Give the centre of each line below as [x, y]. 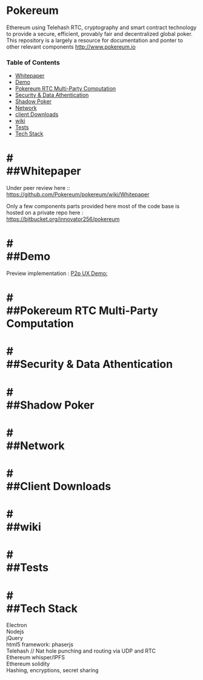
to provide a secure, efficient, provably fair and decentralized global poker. [99, 33]
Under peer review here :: [38, 188]
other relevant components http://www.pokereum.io [71, 47]
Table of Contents [33, 63]
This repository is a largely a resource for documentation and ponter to [95, 40]
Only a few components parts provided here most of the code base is [93, 206]
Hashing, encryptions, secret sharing [52, 670]
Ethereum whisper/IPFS [36, 658]
